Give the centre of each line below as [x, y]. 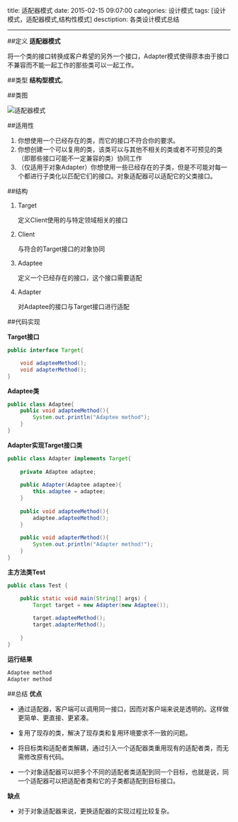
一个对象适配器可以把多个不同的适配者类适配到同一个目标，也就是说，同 [123, 772]
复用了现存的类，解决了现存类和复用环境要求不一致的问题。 [104, 732]
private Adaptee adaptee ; [58, 472]
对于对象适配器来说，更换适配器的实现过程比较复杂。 [95, 811]
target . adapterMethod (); [69, 625]
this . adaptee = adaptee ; [69, 492]
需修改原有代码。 [42, 757]
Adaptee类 [23, 391]
